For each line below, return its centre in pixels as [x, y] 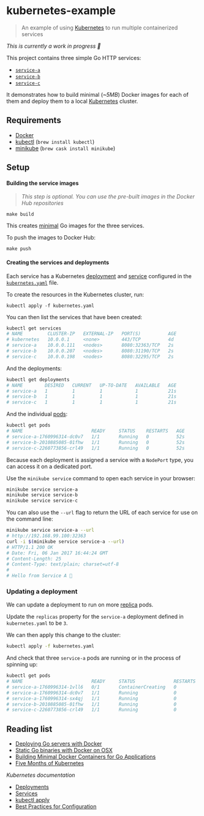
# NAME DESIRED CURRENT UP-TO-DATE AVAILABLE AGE [91, 385]
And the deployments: [34, 368]
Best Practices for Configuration [56, 807]
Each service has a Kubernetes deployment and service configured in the [99, 276]
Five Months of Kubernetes [50, 763]
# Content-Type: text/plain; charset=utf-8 [63, 564]
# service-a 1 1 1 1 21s [91, 391]
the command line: [30, 519]
